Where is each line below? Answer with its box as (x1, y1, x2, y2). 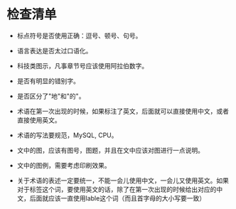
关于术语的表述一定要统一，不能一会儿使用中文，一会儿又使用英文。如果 (16, 176, 229, 185)
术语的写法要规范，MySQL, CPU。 (16, 131, 118, 139)
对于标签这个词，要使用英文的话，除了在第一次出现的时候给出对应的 (16, 185, 217, 193)
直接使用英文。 (16, 115, 61, 124)
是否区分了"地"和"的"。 (16, 92, 85, 100)
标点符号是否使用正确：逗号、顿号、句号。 (16, 31, 142, 40)
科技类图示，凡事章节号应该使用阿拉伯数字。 (16, 61, 149, 70)
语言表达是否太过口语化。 (16, 46, 92, 55)
